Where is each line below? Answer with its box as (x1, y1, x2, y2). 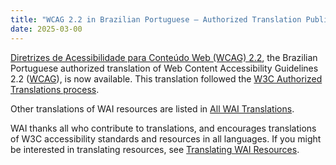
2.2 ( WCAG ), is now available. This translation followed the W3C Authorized (10, 72, 323, 85)
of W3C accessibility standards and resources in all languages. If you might (10, 132, 322, 145)
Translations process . (10, 83, 100, 95)
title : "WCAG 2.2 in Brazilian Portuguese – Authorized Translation (10, 14, 302, 25)
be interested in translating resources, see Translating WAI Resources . (10, 143, 300, 155)
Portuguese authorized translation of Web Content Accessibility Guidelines (10, 62, 319, 74)
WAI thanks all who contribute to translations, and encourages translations (10, 122, 317, 134)
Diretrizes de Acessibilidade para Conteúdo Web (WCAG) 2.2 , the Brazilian (10, 51, 318, 63)
